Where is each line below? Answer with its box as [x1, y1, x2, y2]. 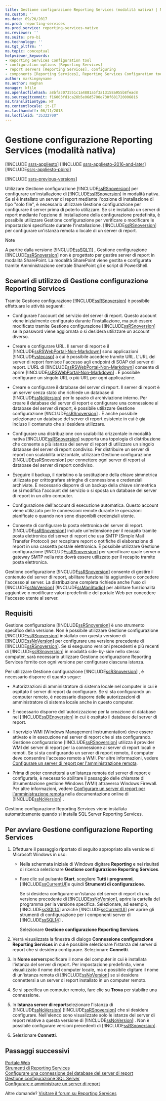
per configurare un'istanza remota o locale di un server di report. [5, 227, 137, 233]
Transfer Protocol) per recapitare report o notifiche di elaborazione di [12, 538, 154, 544]
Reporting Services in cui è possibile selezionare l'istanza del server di [12, 941, 158, 947]
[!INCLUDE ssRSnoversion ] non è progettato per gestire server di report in [5, 252, 155, 258]
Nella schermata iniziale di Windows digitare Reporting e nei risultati [19, 861, 160, 867]
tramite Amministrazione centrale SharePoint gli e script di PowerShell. [5, 263, 149, 268]
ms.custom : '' [5, 12, 35, 17]
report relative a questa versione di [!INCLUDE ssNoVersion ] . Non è [12, 1017, 150, 1023]
